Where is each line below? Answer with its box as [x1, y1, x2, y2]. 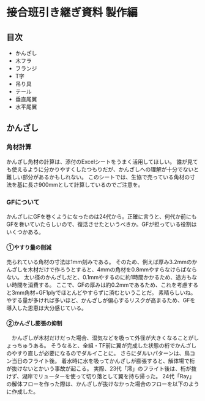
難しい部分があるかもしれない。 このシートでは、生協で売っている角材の [6, 173, 190, 181]
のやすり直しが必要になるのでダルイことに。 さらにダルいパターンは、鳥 [6, 349, 190, 357]
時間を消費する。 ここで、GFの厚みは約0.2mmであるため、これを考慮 [11, 281, 188, 289]
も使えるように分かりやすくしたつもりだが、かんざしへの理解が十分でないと [6, 165, 199, 173]
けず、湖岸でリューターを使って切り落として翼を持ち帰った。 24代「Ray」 [6, 373, 195, 380]
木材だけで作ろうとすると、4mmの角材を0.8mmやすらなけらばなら [27, 266, 197, 273]
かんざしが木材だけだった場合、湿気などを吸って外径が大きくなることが [11, 334, 194, 341]
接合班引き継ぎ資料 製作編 [6, 6, 138, 20]
